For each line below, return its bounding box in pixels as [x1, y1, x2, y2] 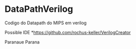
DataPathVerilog [4, 3, 73, 15]
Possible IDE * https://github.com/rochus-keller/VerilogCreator [4, 29, 131, 35]
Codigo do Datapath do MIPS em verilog [4, 20, 87, 26]
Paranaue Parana [4, 39, 40, 45]
